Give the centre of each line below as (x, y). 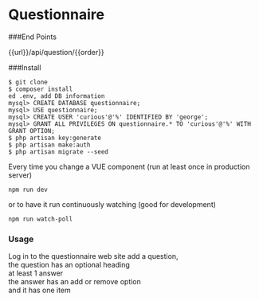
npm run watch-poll (41, 219)
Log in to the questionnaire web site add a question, (93, 256)
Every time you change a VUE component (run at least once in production (129, 166)
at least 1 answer (36, 273)
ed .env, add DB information (57, 96)
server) (20, 175)
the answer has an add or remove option (75, 282)
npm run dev (28, 190)
